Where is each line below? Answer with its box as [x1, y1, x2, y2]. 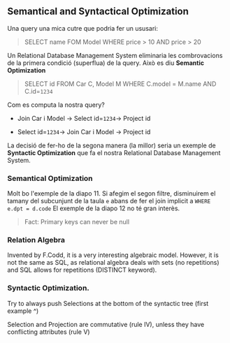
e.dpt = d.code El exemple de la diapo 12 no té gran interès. [7, 204, 180, 212]
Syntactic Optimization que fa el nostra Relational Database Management [7, 148, 221, 156]
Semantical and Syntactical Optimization [7, 6, 189, 17]
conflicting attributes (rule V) [7, 328, 90, 336]
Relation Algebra [7, 235, 65, 245]
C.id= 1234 [24, 87, 53, 95]
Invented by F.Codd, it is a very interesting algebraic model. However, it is [7, 251, 219, 259]
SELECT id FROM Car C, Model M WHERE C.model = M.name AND [24, 80, 217, 88]
